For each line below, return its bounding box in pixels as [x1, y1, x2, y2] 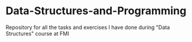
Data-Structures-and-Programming [5, 4, 187, 18]
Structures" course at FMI [5, 30, 69, 37]
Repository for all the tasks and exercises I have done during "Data [5, 24, 170, 31]
